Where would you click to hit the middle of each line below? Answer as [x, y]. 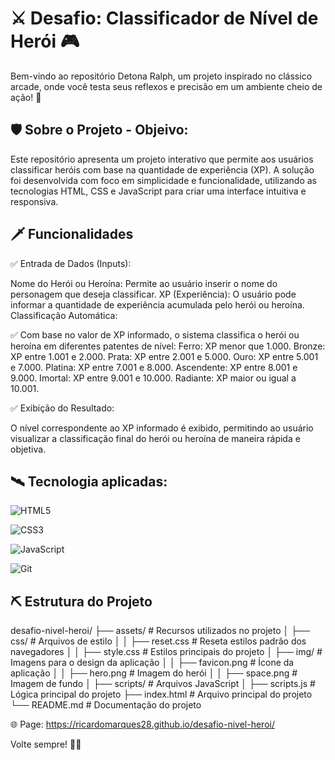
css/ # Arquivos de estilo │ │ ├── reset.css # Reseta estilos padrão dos [158, 641]
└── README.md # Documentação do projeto [106, 705]
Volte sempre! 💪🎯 [46, 744]
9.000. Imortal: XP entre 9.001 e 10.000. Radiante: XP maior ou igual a [153, 378]
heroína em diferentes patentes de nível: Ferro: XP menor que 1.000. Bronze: [168, 346]
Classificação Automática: [64, 315]
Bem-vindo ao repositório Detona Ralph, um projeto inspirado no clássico [161, 76]
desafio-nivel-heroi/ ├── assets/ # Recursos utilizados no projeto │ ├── [160, 631]
